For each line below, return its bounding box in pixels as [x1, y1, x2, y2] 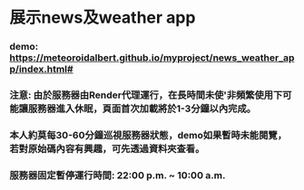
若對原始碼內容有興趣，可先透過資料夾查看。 [9, 142, 205, 155]
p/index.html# [9, 63, 74, 76]
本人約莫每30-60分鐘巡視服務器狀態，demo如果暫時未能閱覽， [9, 128, 288, 141]
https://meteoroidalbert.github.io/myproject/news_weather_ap [9, 52, 295, 64]
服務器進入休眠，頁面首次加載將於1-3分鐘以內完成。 [27, 102, 257, 115]
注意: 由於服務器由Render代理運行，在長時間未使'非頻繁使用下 [9, 89, 283, 101]
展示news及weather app [9, 7, 196, 28]
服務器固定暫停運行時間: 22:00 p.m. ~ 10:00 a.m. [9, 168, 226, 181]
